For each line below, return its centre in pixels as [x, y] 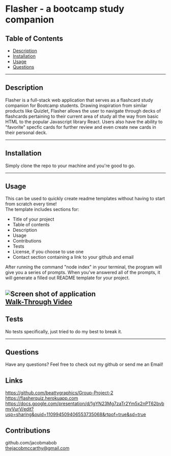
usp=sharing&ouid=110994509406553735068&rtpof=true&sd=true [76, 414]
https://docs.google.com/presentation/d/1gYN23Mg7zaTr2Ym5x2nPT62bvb [85, 404]
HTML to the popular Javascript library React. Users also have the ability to [84, 122]
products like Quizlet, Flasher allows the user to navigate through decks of [83, 111]
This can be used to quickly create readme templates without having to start [85, 199]
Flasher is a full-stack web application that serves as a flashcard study [79, 100]
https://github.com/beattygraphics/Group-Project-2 [59, 393]
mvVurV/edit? [20, 409]
